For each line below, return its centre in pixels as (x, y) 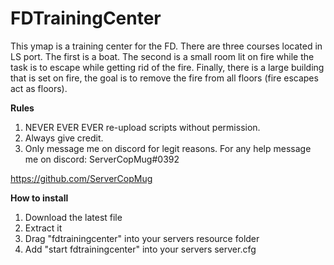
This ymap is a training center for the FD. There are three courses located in (166, 46)
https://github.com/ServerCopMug (81, 178)
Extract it (43, 228)
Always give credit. (64, 138)
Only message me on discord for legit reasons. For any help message (168, 148)
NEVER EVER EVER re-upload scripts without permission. (142, 127)
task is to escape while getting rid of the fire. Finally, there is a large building (167, 67)
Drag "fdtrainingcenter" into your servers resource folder (142, 238)
